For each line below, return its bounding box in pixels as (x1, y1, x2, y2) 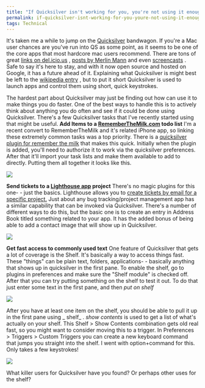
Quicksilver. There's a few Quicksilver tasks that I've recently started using (6, 114, 194, 121)
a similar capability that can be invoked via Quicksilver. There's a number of (6, 202, 196, 210)
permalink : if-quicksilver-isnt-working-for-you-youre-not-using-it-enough (6, 15, 203, 21)
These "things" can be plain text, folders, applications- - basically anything (6, 258, 195, 265)
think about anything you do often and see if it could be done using (6, 108, 175, 115)
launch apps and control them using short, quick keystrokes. (6, 82, 159, 90)
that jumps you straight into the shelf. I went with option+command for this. (6, 340, 195, 347)
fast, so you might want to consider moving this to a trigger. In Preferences (6, 326, 194, 334)
